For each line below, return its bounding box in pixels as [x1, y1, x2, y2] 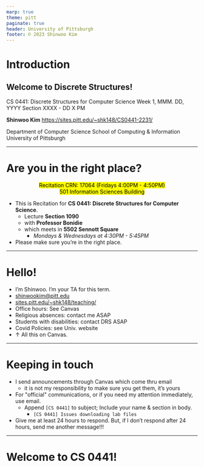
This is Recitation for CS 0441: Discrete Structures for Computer [15, 200, 179, 207]
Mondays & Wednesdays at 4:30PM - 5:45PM [33, 232, 149, 240]
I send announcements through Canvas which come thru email [15, 378, 172, 385]
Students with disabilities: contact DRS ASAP [15, 318, 127, 325]
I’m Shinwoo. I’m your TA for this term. [15, 286, 111, 292]
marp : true [6, 9, 34, 15]
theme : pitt [6, 15, 36, 21]
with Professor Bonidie [24, 220, 83, 227]
